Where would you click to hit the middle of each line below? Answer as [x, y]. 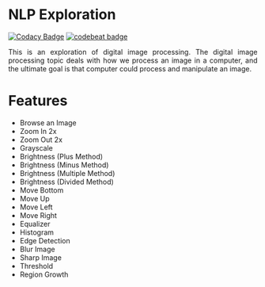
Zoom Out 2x [41, 140]
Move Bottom [42, 190]
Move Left [36, 207]
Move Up [34, 198]
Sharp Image [40, 257]
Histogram [36, 232]
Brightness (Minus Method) [64, 165]
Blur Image [37, 249]
